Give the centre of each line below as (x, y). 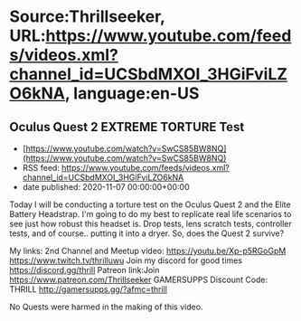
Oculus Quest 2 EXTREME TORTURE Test (127, 127)
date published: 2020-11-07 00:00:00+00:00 (106, 187)
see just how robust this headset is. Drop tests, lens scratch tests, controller (150, 224)
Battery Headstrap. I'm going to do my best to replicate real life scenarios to (150, 214)
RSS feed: (41, 168)
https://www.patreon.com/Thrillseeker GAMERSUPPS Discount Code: (139, 279)
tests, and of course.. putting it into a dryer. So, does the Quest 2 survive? (147, 233)
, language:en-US (132, 94)
